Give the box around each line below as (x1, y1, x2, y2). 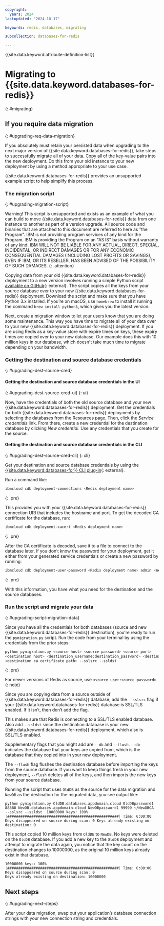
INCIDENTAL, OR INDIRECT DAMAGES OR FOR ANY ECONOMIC (5, 247, 134, 253)
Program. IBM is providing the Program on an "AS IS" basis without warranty (5, 237, 159, 243)
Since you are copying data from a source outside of (5, 691, 111, 697)
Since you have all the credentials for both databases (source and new (5, 624, 147, 630)
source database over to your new (5, 288, 74, 294)
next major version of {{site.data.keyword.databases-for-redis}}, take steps (5, 147, 157, 153)
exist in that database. (5, 852, 50, 858)
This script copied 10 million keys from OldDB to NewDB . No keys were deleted (5, 831, 158, 837)
